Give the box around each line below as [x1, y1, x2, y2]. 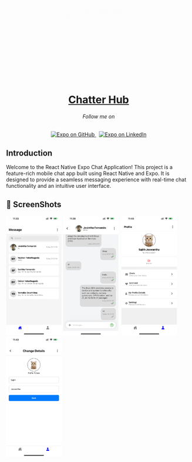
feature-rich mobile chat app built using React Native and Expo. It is [6, 170, 170, 177]
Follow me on [82, 113, 115, 120]
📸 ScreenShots [6, 199, 62, 210]
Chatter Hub [68, 93, 129, 107]
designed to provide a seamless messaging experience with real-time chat [6, 176, 187, 183]
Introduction [6, 148, 53, 158]
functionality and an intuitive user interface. [6, 183, 112, 190]
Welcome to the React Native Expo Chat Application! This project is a [6, 164, 173, 171]
